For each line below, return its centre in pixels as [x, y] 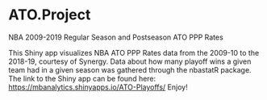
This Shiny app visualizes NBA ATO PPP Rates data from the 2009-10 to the [134, 52]
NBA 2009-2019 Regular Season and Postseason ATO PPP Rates [116, 37]
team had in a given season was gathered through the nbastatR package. [130, 69]
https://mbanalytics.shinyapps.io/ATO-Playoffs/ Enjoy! [98, 87]
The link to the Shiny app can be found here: [82, 78]
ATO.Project [50, 15]
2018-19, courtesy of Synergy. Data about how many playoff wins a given [130, 61]
